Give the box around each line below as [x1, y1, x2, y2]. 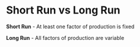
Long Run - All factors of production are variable [6, 34, 125, 41]
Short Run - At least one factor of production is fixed [6, 23, 135, 30]
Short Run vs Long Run [6, 4, 121, 17]
